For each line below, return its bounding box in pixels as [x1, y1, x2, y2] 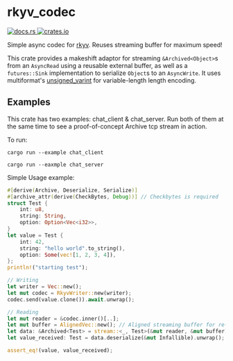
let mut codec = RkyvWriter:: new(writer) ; [7, 289, 132, 296]
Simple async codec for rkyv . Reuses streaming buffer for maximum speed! [7, 40, 223, 49]
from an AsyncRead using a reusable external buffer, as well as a [7, 61, 189, 69]
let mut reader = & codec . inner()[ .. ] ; [7, 315, 119, 322]
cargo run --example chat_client [7, 149, 104, 156]
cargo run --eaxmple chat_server [7, 161, 104, 168]
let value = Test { [7, 232, 64, 239]
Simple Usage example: [7, 173, 75, 181]
